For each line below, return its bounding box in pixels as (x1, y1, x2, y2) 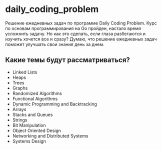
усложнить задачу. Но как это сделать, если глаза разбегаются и (5, 30, 146, 36)
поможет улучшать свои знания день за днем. (5, 41, 104, 47)
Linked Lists (12, 69, 37, 75)
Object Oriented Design (12, 127, 61, 133)
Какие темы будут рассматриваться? (5, 56, 130, 64)
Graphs (12, 85, 28, 91)
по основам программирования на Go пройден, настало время (5, 25, 141, 31)
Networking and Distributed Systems (12, 132, 88, 138)
